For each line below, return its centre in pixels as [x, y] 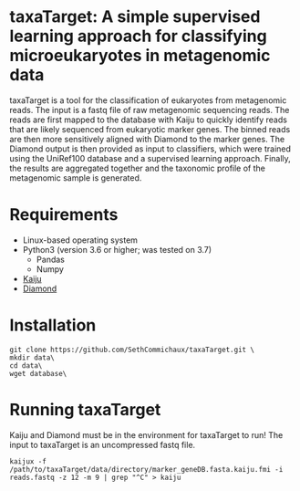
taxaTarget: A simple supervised [135, 17]
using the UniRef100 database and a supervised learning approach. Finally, [150, 158]
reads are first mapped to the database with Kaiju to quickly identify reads [148, 120]
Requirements [64, 215]
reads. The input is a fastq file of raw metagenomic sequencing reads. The [150, 110]
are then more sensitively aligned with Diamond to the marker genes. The [147, 139]
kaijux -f [28, 461]
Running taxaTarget [85, 410]
